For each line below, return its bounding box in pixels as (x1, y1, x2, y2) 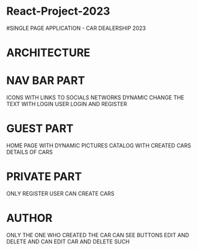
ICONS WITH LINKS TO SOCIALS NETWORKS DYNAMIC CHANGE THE (6, 94, 185, 101)
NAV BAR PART (6, 74, 85, 88)
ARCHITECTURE (6, 46, 90, 60)
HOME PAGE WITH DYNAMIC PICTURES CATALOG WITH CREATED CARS (6, 142, 192, 149)
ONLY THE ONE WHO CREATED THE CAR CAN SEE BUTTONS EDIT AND (6, 231, 190, 238)
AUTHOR (6, 212, 53, 225)
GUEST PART (6, 122, 74, 135)
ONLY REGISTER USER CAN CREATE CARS (6, 190, 115, 197)
